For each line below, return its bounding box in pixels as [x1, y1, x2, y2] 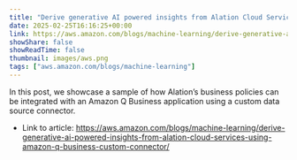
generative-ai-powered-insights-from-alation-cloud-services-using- [21, 132, 272, 142]
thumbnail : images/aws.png [9, 54, 109, 63]
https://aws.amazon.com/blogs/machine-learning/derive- [75, 122, 286, 133]
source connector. [9, 105, 76, 116]
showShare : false [9, 37, 73, 47]
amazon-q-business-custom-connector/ [21, 141, 170, 151]
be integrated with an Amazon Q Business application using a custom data [9, 95, 280, 106]
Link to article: [21, 122, 74, 133]
